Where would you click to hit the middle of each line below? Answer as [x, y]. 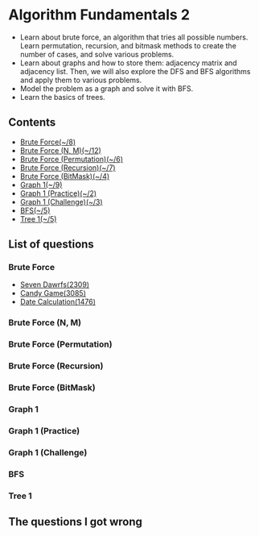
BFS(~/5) [35, 210]
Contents [32, 123]
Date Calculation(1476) [58, 302]
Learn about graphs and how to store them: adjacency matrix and [128, 63]
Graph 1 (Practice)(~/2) [58, 193]
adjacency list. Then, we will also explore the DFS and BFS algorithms [135, 71]
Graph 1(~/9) [41, 185]
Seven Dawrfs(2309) [55, 285]
